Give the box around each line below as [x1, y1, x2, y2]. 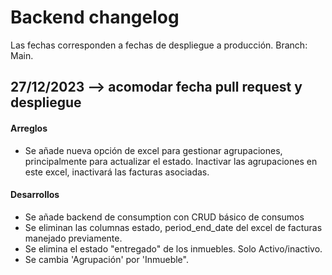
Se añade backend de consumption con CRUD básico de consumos [24, 211, 305, 223]
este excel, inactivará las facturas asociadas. [24, 166, 210, 178]
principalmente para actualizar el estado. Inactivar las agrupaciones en [24, 155, 318, 167]
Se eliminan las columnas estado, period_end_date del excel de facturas [24, 221, 323, 233]
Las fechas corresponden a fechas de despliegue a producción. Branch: [10, 39, 308, 51]
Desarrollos [10, 189, 60, 201]
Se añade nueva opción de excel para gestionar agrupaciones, [24, 144, 283, 156]
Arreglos [10, 122, 48, 134]
